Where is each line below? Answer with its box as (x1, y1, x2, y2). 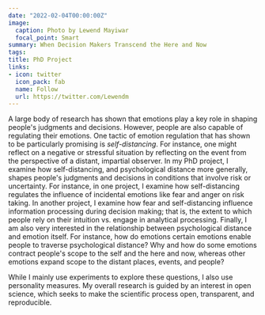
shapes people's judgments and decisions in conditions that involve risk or (8, 173, 252, 183)
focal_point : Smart (15, 33, 80, 42)
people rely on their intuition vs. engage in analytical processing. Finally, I (8, 215, 248, 225)
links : (8, 63, 30, 71)
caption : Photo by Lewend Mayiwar (15, 26, 129, 34)
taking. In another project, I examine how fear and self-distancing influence (8, 199, 253, 208)
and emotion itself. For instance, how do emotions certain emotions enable (8, 232, 252, 241)
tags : (8, 48, 26, 56)
